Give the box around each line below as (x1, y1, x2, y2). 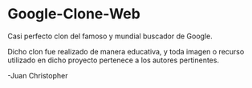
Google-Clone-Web (7, 5, 141, 23)
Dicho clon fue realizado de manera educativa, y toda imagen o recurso (7, 46, 245, 56)
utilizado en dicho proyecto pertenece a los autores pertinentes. (7, 55, 220, 65)
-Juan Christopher (7, 70, 68, 80)
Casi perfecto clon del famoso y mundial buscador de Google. (7, 31, 213, 41)
